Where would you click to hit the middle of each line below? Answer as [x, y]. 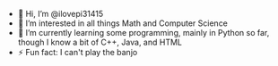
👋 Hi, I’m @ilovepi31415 [61, 14]
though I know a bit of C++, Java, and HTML [100, 42]
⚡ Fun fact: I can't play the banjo [78, 52]
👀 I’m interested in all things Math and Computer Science [123, 23]
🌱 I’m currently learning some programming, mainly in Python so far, [143, 33]
